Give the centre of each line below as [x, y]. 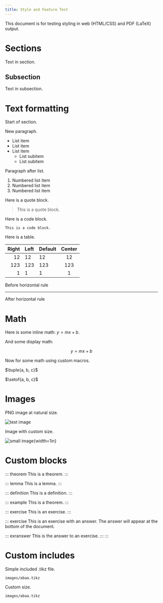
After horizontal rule [25, 299]
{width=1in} [45, 441]
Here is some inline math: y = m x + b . [42, 332]
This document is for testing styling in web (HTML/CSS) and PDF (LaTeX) [78, 23]
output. [12, 28]
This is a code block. [28, 228]
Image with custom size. [29, 432]
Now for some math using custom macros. [48, 360]
